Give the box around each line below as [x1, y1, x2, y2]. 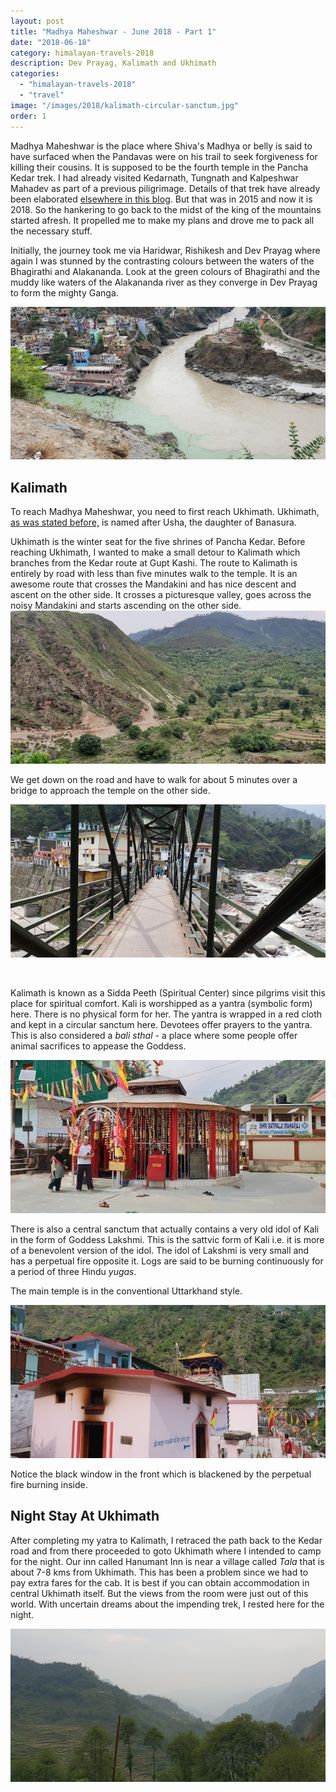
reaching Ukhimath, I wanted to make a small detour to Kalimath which [10, 546, 301, 559]
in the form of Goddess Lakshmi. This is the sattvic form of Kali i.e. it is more [10, 1233, 325, 1245]
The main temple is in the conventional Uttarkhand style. [10, 1285, 243, 1297]
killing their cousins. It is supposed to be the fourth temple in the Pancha [10, 161, 309, 173]
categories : [10, 69, 60, 79]
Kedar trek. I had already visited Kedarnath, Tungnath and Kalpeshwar [10, 171, 299, 184]
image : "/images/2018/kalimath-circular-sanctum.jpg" [10, 100, 240, 110]
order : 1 [10, 111, 47, 121]
